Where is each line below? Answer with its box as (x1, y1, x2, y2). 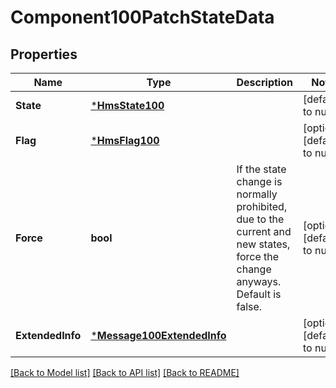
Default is (236, 287, 282, 301)
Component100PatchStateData (10, 6, 275, 29)
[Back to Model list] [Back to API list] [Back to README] (10, 367, 240, 378)
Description (236, 76, 293, 89)
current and (236, 225, 292, 238)
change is (236, 175, 283, 188)
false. (236, 300, 263, 313)
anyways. (236, 275, 282, 288)
